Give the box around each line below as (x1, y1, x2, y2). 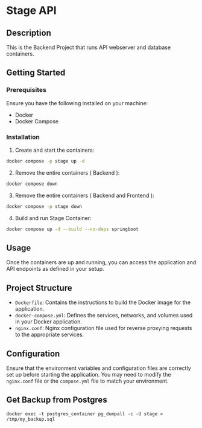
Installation (6, 132, 40, 141)
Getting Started (6, 68, 66, 78)
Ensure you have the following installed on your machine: (6, 99, 148, 106)
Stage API (6, 4, 57, 18)
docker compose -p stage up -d (6, 158, 85, 164)
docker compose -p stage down (6, 203, 83, 209)
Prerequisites (6, 86, 46, 94)
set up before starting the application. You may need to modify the (6, 371, 171, 378)
